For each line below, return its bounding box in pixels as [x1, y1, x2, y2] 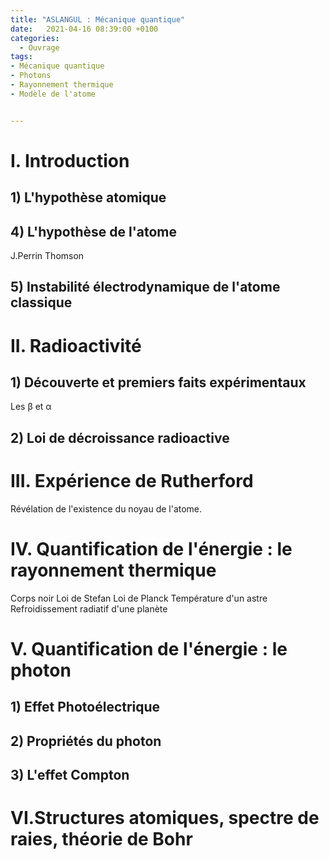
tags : [10, 52, 33, 62]
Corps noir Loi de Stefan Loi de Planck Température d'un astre [10, 592, 268, 604]
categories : [10, 33, 60, 43]
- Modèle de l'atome [10, 89, 97, 99]
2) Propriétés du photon [10, 732, 162, 750]
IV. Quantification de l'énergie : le [10, 537, 293, 560]
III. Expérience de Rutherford [10, 469, 254, 492]
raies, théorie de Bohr [10, 828, 193, 851]
